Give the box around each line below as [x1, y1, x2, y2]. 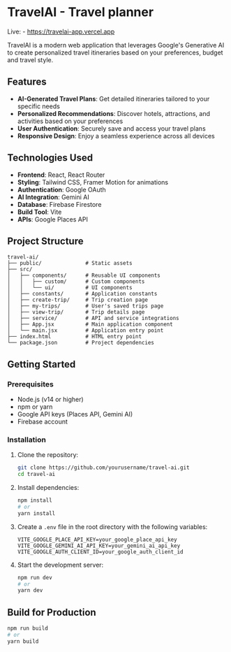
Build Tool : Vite [17, 208, 62, 216]
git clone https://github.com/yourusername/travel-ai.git [17, 464, 190, 472]
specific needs [17, 102, 61, 110]
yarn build [7, 637, 39, 645]
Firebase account [17, 417, 68, 426]
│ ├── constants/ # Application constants [7, 291, 158, 298]
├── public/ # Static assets [7, 260, 133, 267]
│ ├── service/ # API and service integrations [7, 315, 179, 322]
